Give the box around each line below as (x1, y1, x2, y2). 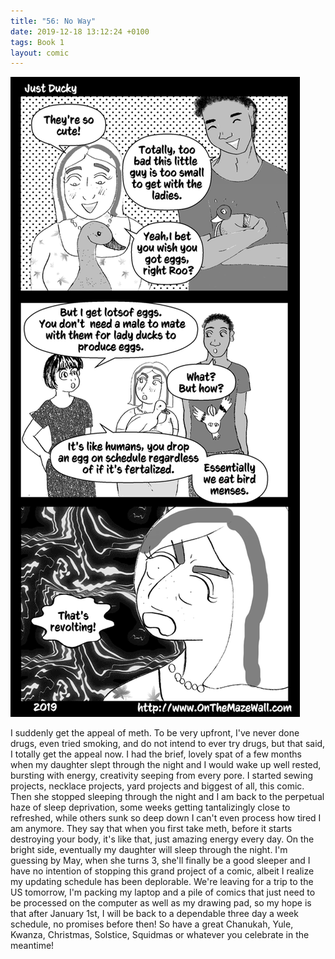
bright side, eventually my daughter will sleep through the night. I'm (10, 844, 288, 856)
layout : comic (10, 48, 70, 58)
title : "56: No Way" (10, 16, 97, 26)
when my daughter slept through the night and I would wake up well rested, (10, 759, 322, 771)
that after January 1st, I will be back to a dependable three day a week (10, 908, 299, 920)
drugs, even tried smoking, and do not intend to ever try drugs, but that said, (10, 738, 326, 750)
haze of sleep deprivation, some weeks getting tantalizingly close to (10, 801, 291, 814)
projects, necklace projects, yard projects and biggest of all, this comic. (10, 780, 305, 792)
